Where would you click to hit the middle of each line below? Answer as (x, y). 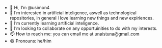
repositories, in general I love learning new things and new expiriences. (82, 18)
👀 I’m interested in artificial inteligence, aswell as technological (73, 13)
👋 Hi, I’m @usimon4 (30, 8)
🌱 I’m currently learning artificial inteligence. (54, 23)
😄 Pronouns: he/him (30, 41)
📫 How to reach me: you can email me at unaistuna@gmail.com (75, 34)
